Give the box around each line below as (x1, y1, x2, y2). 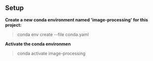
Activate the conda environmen (5, 41, 71, 47)
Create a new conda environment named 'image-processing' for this (5, 17, 149, 22)
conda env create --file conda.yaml (17, 31, 89, 37)
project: (5, 22, 22, 28)
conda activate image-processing (17, 50, 86, 56)
